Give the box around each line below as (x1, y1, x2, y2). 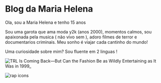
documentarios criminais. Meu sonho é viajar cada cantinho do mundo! (5, 39, 148, 45)
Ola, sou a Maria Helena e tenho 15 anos (5, 19, 86, 25)
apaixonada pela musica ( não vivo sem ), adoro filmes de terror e (5, 34, 138, 40)
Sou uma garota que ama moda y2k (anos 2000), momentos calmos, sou (5, 29, 152, 34)
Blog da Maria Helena (5, 3, 94, 15)
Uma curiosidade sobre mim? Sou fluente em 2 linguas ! (5, 49, 118, 54)
